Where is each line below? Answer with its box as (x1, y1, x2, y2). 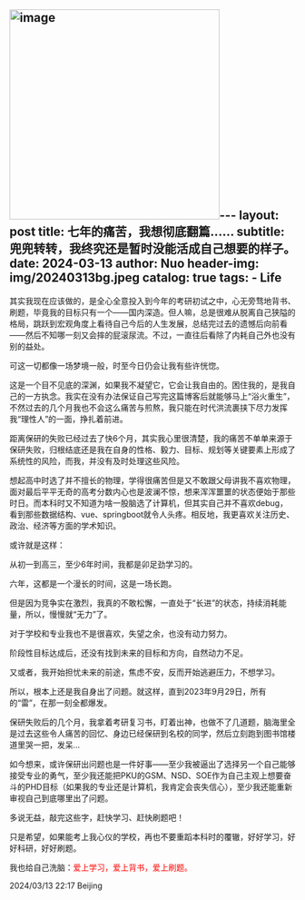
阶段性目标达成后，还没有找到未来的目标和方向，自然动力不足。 (9, 647, 248, 658)
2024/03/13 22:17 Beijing (9, 880, 103, 891)
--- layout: (219, 208, 280, 223)
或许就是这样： (9, 539, 65, 550)
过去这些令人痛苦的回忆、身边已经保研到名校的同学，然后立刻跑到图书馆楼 (16, 727, 296, 738)
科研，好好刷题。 (16, 842, 82, 854)
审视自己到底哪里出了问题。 (9, 792, 113, 804)
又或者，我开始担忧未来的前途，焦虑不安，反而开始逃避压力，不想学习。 (9, 667, 280, 677)
